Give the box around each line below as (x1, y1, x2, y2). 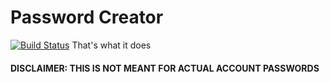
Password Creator (10, 6, 164, 29)
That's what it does (71, 39, 152, 51)
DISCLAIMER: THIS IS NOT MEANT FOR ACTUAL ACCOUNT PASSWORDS (10, 62, 320, 74)
